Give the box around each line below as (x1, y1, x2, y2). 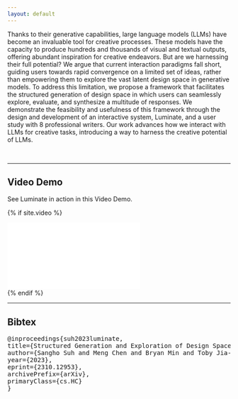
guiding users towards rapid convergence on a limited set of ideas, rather (7, 67, 222, 76)
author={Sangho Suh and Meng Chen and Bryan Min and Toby (7, 349, 213, 357)
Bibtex (7, 316, 37, 328)
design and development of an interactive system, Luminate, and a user (7, 113, 216, 121)
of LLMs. (7, 135, 33, 144)
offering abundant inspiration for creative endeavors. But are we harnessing (7, 52, 229, 61)
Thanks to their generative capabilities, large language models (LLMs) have (7, 30, 227, 38)
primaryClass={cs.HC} (7, 377, 83, 386)
